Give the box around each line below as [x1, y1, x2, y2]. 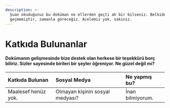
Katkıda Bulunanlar [5, 38, 88, 50]
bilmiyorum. [125, 94, 154, 101]
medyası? [55, 94, 78, 101]
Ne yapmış [125, 73, 152, 80]
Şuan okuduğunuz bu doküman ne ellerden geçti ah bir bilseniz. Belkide [10, 12, 166, 17]
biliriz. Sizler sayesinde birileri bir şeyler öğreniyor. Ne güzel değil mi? [5, 61, 155, 67]
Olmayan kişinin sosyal [55, 88, 110, 95]
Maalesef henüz [8, 88, 47, 95]
